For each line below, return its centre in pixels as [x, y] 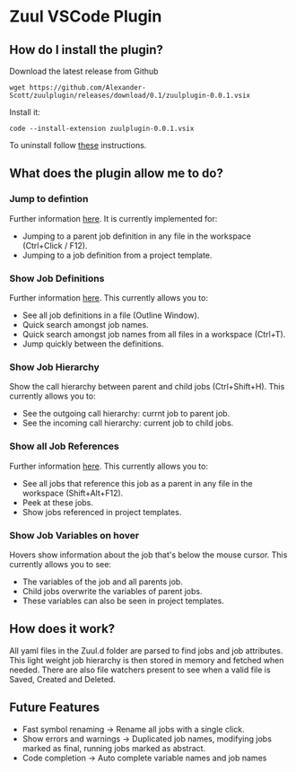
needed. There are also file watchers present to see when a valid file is [140, 670]
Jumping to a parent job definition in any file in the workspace [136, 236]
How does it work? [62, 629]
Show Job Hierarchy [55, 367]
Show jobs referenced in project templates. [102, 512]
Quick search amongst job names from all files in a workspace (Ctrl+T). [154, 334]
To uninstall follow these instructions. [78, 145]
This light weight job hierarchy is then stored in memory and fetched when [147, 660]
